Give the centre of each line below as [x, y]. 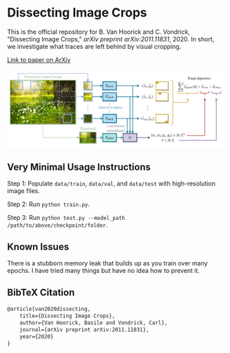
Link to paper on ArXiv [39, 59]
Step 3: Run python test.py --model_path [66, 218]
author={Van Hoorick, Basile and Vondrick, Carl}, [94, 323]
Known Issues [38, 246]
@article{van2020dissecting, [49, 309]
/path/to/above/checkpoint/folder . [57, 225]
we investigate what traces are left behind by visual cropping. [94, 46]
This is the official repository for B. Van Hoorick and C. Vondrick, [99, 32]
